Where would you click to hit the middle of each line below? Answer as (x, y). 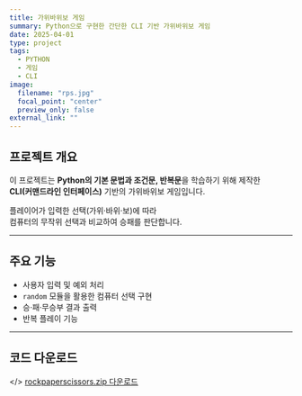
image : (22, 85)
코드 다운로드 (44, 358)
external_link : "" (44, 118)
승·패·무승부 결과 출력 (59, 307)
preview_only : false (56, 110)
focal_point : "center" (60, 101)
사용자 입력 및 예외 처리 (63, 284)
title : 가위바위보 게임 (47, 18)
